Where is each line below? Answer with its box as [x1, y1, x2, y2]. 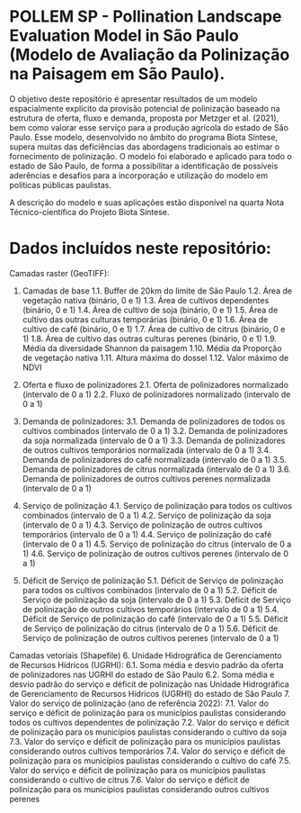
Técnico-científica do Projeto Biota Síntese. [9, 206, 170, 217]
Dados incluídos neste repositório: [9, 239, 272, 258]
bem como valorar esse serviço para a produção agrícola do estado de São [9, 122, 289, 132]
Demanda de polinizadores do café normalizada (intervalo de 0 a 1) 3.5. [22, 454, 288, 465]
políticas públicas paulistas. [9, 179, 112, 190]
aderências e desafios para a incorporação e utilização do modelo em [9, 169, 268, 181]
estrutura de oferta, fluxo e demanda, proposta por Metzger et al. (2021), [9, 113, 279, 123]
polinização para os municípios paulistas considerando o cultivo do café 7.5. [9, 754, 292, 766]
